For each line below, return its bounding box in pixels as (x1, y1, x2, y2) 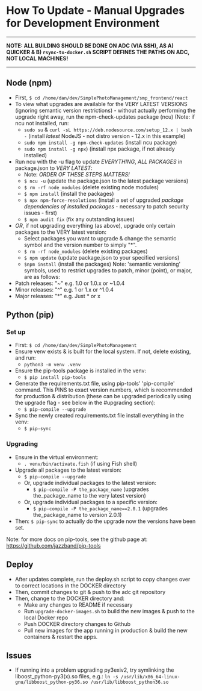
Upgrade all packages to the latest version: (14, 466, 121, 474)
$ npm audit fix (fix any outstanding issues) (23, 215, 135, 223)
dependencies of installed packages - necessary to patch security (23, 202, 189, 210)
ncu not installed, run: (14, 119, 69, 127)
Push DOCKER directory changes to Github (23, 620, 131, 627)
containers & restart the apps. (23, 633, 98, 640)
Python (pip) (6, 310, 54, 320)
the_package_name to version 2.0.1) (32, 511, 122, 518)
